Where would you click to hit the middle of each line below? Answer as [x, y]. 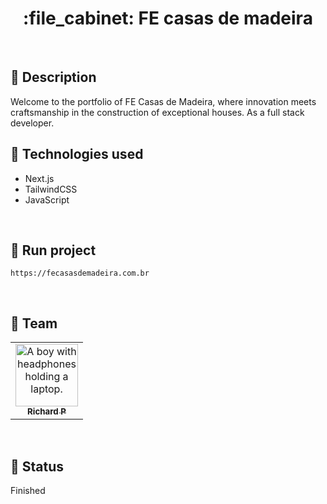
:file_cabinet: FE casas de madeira [168, 18]
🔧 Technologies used [77, 154]
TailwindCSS [51, 189]
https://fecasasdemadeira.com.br [80, 273]
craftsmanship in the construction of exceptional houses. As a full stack [157, 112]
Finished [28, 490]
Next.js [39, 178]
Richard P [47, 411]
